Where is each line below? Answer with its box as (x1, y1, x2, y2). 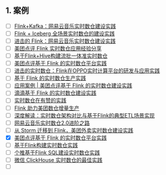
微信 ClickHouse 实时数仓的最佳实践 (14, 156, 103, 163)
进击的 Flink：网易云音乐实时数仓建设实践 (14, 37, 116, 44)
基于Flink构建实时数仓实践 (14, 141, 78, 148)
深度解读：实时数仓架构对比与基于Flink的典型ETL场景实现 (14, 112, 155, 119)
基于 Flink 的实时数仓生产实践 (14, 75, 87, 82)
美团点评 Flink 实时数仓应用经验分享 (14, 45, 102, 52)
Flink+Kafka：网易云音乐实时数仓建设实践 (14, 23, 116, 30)
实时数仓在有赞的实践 (14, 97, 66, 104)
